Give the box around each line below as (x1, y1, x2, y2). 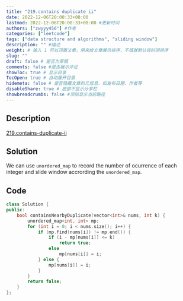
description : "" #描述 (6, 42, 60, 48)
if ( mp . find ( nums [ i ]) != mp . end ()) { (37, 229, 131, 235)
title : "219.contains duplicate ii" (6, 8, 97, 15)
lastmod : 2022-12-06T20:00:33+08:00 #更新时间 (6, 20, 120, 26)
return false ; (27, 278, 62, 285)
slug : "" (6, 53, 28, 59)
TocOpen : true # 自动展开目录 (6, 75, 75, 81)
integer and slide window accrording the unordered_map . (6, 169, 142, 176)
